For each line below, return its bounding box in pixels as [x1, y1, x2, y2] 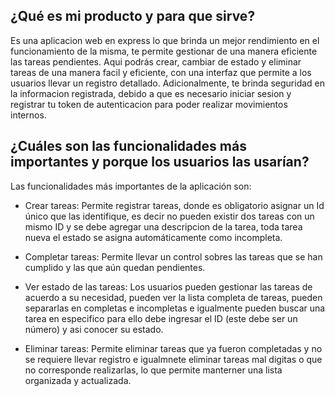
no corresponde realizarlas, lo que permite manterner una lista [24, 364, 283, 376]
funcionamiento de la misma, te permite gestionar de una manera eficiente [10, 45, 318, 57]
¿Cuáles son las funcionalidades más [10, 138, 247, 155]
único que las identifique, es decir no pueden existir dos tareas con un [24, 210, 315, 222]
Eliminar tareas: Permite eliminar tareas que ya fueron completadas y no [24, 342, 323, 354]
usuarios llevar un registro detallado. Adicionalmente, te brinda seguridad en [10, 77, 326, 89]
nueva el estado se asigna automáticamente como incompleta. [24, 231, 283, 243]
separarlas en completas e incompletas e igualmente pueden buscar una [24, 302, 326, 314]
